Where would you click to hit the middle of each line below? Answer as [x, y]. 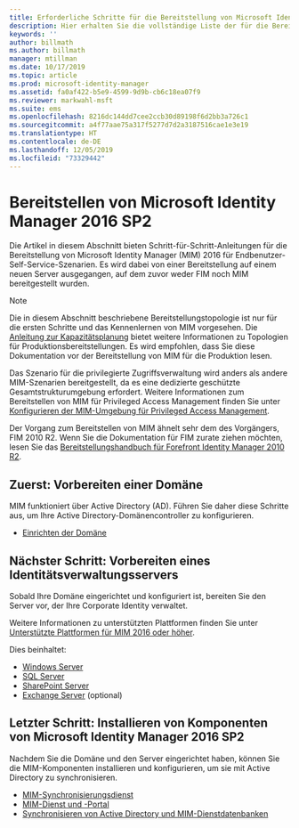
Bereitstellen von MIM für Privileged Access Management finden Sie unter [145, 402]
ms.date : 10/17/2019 [48, 68]
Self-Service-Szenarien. [53, 264]
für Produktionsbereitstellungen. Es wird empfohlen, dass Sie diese [132, 346]
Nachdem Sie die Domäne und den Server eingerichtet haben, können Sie [145, 759]
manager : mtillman [43, 59]
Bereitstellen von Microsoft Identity [143, 202]
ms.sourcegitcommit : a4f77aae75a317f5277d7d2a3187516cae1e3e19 [129, 126]
